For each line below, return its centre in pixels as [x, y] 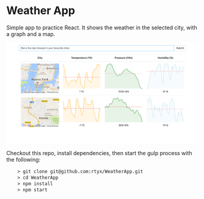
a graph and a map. [31, 34]
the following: [24, 160]
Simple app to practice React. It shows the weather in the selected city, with [102, 27]
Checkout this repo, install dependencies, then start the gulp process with [99, 153]
